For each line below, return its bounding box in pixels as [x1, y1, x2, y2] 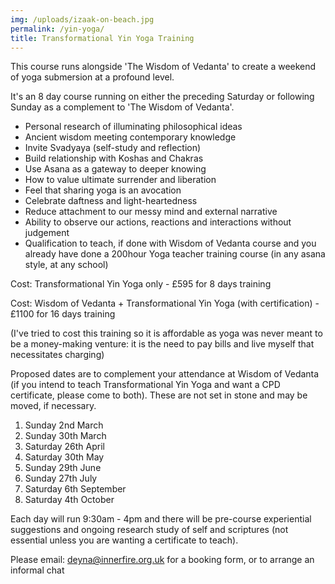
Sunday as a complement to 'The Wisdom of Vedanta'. [10, 101, 235, 113]
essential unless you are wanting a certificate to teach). [10, 534, 239, 546]
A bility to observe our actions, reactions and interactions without [24, 216, 292, 228]
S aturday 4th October [24, 494, 115, 506]
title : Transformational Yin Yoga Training [10, 33, 195, 43]
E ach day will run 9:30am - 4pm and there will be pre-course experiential [10, 513, 312, 525]
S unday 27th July [24, 472, 98, 485]
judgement [24, 227, 70, 239]
